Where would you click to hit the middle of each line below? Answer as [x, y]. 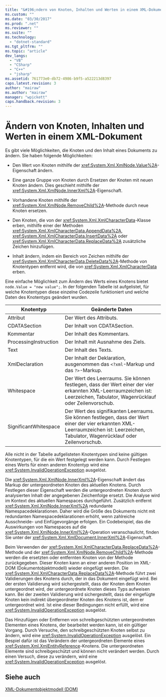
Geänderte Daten [112, 310]
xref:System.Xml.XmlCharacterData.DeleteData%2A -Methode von [80, 261]
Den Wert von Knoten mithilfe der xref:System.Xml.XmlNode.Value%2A [85, 165]
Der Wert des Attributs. [91, 318]
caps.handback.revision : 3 [33, 102]
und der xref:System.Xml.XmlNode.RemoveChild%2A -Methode [89, 553]
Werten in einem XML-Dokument [74, 137]
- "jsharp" [21, 74]
